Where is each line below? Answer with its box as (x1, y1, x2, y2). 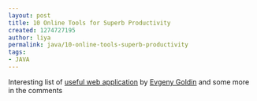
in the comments (8, 85, 63, 95)
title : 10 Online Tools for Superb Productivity (8, 19, 171, 27)
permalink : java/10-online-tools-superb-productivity (8, 41, 189, 49)
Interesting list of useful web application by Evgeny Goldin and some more (8, 77, 250, 87)
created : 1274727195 (8, 26, 76, 34)
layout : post (8, 11, 51, 20)
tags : (8, 48, 26, 56)
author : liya (8, 33, 51, 42)
